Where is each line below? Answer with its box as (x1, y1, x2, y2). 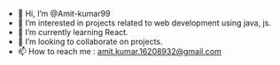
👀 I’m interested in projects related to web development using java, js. (17, 18, 272, 28)
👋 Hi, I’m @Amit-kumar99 (17, 9, 111, 18)
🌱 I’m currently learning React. (17, 27, 128, 37)
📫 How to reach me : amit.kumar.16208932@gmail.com (17, 47, 222, 56)
